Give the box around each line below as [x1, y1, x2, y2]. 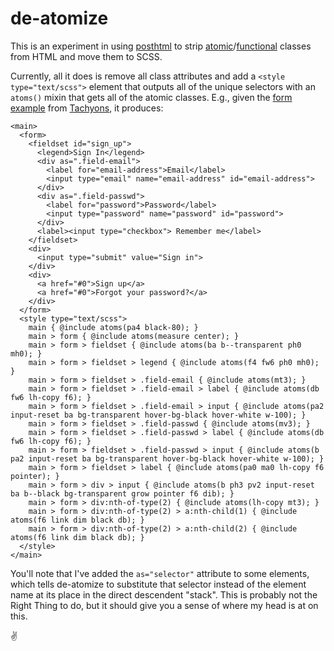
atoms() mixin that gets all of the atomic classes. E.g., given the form [10, 91, 293, 103]
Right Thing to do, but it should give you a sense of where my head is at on [10, 599, 319, 611]
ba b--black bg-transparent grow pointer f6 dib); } [10, 488, 235, 499]
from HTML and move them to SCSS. [10, 50, 163, 62]
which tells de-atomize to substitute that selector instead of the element [10, 578, 307, 590]
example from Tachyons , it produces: [10, 102, 164, 114]
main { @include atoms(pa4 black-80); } [28, 322, 199, 332]
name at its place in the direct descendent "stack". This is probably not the [10, 588, 318, 601]
